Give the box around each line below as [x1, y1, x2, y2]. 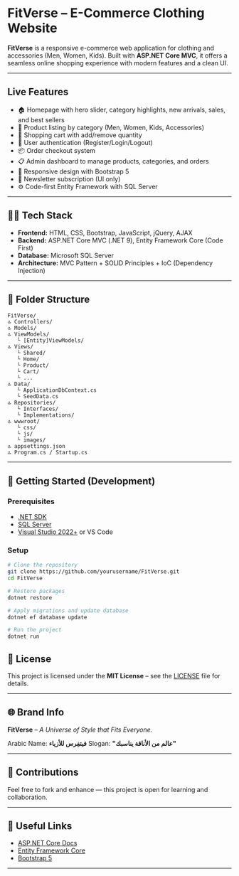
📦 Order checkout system [17, 146, 96, 154]
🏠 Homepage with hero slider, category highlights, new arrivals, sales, [17, 105, 226, 114]
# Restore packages [7, 587, 65, 594]
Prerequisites [7, 496, 55, 506]
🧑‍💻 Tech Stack [7, 210, 73, 222]
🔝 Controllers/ [7, 319, 53, 326]
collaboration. [7, 793, 48, 801]
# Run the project [7, 626, 62, 634]
